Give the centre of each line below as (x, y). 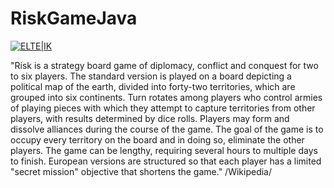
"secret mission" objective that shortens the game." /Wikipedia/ (141, 171)
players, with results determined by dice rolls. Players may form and (150, 118)
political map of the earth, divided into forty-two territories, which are (153, 86)
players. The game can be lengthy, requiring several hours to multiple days (164, 150)
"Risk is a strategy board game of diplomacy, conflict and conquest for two (164, 65)
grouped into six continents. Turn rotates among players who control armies (166, 97)
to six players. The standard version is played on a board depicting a (151, 76)
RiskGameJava (74, 18)
